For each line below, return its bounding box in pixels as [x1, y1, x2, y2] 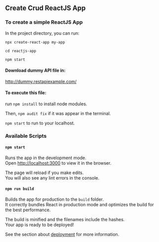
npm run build [5, 186, 35, 191]
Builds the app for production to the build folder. [5, 196, 104, 202]
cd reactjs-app [5, 48, 37, 54]
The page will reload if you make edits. [5, 170, 84, 176]
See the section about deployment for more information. [5, 232, 119, 238]
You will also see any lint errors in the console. [5, 175, 100, 181]
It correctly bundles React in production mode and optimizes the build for [5, 202, 154, 208]
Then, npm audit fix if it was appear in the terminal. [5, 111, 111, 117]
